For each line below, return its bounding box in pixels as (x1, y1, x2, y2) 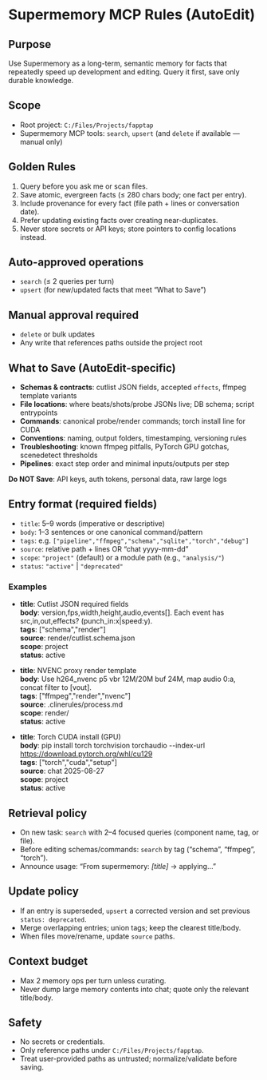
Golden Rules (8, 160, 76, 173)
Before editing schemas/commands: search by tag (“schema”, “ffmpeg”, (19, 844, 256, 854)
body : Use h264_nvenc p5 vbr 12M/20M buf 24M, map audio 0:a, (19, 674, 237, 684)
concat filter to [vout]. (19, 683, 92, 692)
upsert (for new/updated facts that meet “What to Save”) (19, 285, 206, 295)
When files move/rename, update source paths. (19, 931, 175, 941)
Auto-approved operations (8, 256, 144, 269)
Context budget (8, 954, 88, 968)
